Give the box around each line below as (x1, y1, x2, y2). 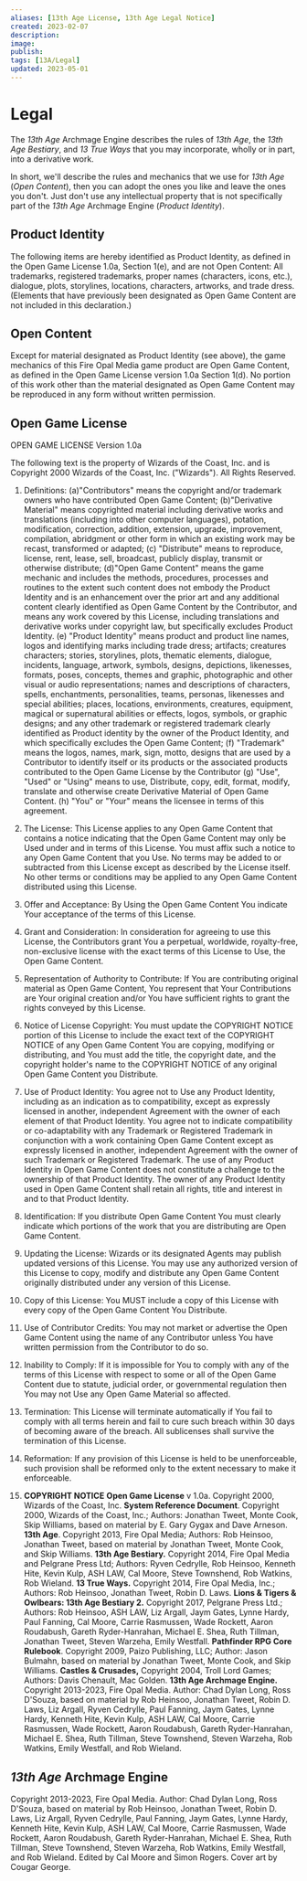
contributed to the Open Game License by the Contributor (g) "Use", (23, 767, 281, 778)
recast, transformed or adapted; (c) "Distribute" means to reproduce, (23, 543, 284, 554)
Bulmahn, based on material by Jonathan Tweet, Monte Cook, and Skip (23, 1655, 291, 1666)
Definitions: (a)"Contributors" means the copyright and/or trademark (23, 485, 282, 496)
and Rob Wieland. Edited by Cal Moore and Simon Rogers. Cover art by (10, 1852, 278, 1863)
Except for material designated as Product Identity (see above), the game (10, 350, 286, 361)
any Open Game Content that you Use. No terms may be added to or (23, 852, 282, 864)
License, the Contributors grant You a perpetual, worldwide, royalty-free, (23, 936, 299, 947)
